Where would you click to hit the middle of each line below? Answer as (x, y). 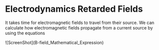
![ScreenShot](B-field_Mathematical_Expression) (54, 42)
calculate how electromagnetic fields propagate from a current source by (79, 27)
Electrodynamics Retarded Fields (74, 9)
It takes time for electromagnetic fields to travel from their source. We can (80, 23)
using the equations (25, 33)
